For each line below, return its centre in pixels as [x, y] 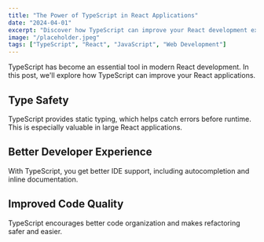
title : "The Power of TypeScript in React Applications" [103, 15]
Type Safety [38, 100]
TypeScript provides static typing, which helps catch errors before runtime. [130, 119]
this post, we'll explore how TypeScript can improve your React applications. [132, 75]
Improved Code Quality [66, 204]
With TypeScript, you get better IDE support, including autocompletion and [129, 170]
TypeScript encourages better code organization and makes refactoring [124, 223]
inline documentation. [43, 179]
